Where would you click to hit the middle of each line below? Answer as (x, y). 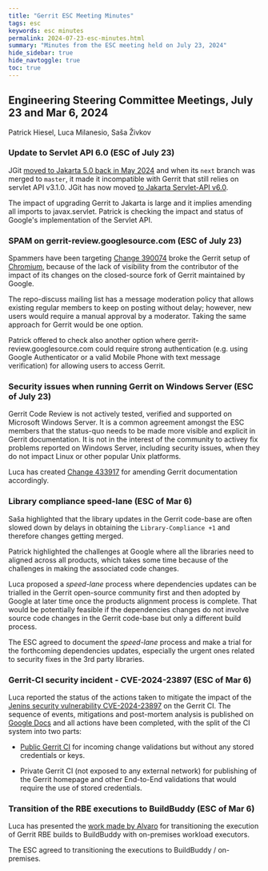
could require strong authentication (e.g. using (171, 349)
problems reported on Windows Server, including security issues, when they (134, 448)
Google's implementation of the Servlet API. (80, 220)
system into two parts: (45, 732)
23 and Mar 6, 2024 (58, 113)
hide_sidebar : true (41, 53)
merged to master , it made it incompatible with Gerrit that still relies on (124, 179)
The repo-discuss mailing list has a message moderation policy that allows (131, 299)
